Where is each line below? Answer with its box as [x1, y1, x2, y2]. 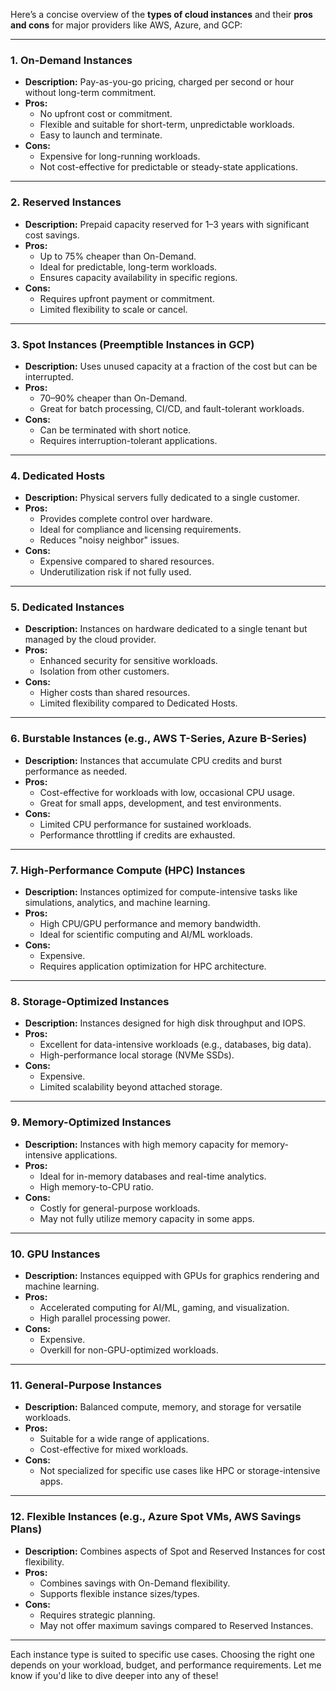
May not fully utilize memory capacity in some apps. [39, 1212, 255, 1224]
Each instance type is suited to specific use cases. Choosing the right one [10, 1648, 316, 1660]
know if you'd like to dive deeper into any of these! [10, 1669, 219, 1681]
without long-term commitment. [24, 87, 157, 99]
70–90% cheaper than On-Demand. [39, 392, 188, 404]
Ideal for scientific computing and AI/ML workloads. [39, 929, 253, 941]
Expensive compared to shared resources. [39, 555, 215, 568]
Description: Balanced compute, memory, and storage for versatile [24, 1401, 302, 1413]
